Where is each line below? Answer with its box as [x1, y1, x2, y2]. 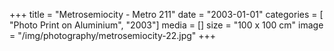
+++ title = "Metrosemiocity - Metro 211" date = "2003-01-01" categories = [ [9, 9, 324, 20]
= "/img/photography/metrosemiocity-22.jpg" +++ [9, 30, 217, 41]
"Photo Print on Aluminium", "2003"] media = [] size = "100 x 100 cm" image [9, 19, 324, 31]
